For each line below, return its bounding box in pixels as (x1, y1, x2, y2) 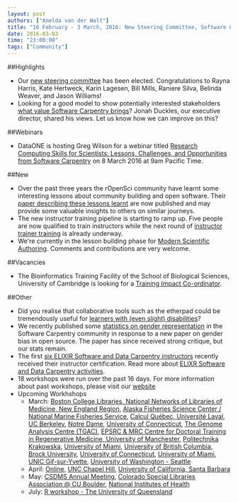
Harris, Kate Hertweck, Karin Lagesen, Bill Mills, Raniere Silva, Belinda (17, 84, 222, 92)
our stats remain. (17, 344, 67, 353)
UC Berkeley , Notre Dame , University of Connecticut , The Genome (28, 419, 223, 428)
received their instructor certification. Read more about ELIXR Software (17, 359, 225, 368)
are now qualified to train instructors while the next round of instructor (17, 222, 223, 230)
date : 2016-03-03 (7, 30, 59, 38)
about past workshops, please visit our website (17, 382, 156, 390)
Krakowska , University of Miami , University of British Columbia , (28, 442, 213, 451)
